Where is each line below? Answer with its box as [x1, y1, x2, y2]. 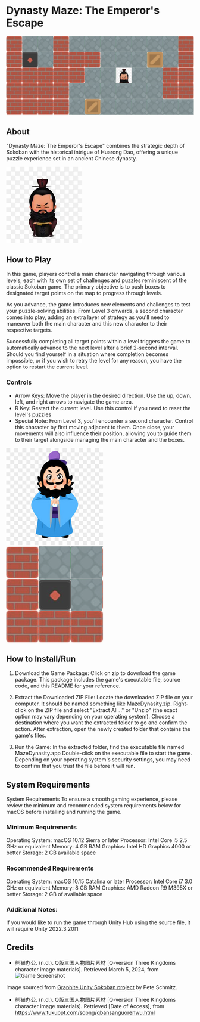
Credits [6, 943, 35, 953]
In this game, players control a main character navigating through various [6, 271, 186, 278]
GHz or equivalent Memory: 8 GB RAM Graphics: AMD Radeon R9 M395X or [6, 884, 193, 891]
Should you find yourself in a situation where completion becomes [6, 351, 168, 358]
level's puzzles [14, 411, 52, 418]
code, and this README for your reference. [14, 682, 121, 689]
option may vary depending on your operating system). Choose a [14, 713, 175, 720]
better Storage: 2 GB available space [6, 849, 96, 856]
